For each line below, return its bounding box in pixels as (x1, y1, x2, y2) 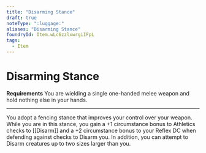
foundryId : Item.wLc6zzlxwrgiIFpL (6, 32, 95, 38)
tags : (6, 37, 20, 43)
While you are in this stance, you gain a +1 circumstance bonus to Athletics (6, 120, 196, 127)
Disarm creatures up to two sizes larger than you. (6, 140, 131, 147)
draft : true (6, 15, 37, 21)
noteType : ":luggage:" (6, 20, 64, 26)
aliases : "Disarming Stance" (6, 26, 81, 32)
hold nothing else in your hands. (6, 96, 88, 103)
